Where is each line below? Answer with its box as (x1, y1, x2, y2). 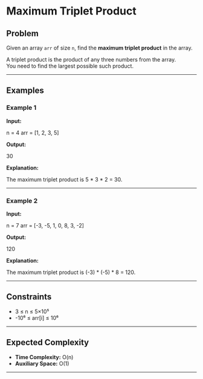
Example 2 (6, 196, 38, 205)
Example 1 (6, 104, 37, 112)
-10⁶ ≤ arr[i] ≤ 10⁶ (14, 314, 59, 321)
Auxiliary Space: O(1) (14, 360, 69, 367)
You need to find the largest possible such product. (6, 62, 134, 69)
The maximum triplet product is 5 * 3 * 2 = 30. (6, 176, 123, 183)
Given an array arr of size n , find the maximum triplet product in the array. (6, 44, 193, 51)
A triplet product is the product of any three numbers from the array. (6, 56, 176, 63)
